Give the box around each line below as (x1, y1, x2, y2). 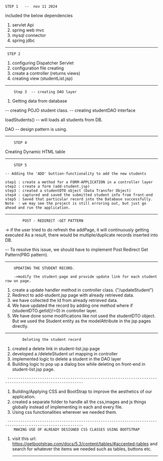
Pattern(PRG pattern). (5, 252, 49, 257)
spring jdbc (12, 37, 35, 43)
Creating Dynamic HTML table (5, 149, 65, 155)
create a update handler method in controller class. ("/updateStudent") (12, 287, 154, 293)
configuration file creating (12, 65, 64, 71)
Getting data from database (12, 98, 67, 104)
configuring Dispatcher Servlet (12, 60, 74, 66)
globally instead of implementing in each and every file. (12, 404, 123, 410)
